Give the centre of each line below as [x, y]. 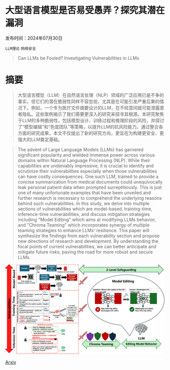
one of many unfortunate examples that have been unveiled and [84, 193]
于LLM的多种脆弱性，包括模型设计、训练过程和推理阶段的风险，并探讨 [91, 120]
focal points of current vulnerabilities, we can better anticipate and [87, 246]
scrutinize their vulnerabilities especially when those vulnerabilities [87, 171]
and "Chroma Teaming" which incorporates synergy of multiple [83, 225]
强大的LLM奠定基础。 [40, 139]
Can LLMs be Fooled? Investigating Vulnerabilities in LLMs [78, 58]
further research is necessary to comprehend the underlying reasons [90, 198]
